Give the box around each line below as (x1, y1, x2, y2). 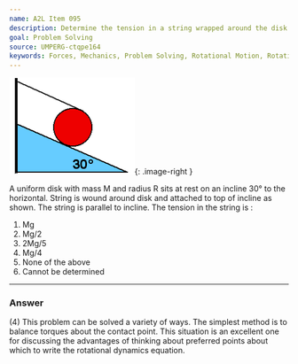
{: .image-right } (134, 167, 193, 177)
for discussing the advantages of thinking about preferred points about (9, 336, 269, 346)
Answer (9, 297, 44, 309)
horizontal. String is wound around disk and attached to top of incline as (9, 193, 272, 204)
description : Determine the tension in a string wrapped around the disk (9, 23, 288, 33)
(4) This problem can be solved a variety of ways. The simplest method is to (9, 317, 288, 328)
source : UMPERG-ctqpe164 (9, 43, 101, 51)
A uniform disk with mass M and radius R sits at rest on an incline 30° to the (9, 183, 286, 194)
